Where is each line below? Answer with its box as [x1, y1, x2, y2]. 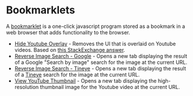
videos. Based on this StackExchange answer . [14, 46, 125, 53]
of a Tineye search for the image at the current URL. [14, 71, 140, 78]
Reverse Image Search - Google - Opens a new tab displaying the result [14, 52, 188, 59]
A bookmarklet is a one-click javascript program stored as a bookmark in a [6, 23, 185, 30]
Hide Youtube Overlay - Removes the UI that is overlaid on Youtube [14, 40, 176, 47]
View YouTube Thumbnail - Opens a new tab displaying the [14, 77, 157, 84]
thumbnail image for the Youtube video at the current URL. [40, 83, 180, 90]
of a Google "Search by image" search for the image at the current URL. [14, 59, 188, 66]
